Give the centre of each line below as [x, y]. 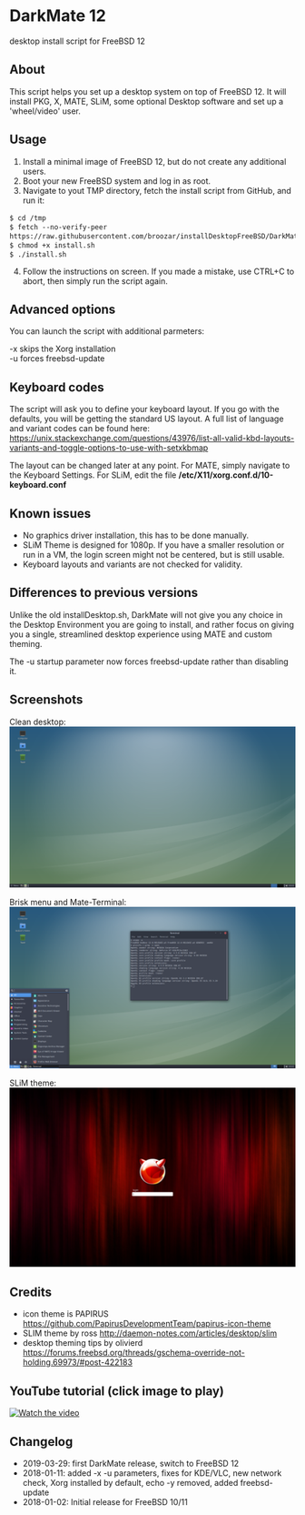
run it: [34, 200]
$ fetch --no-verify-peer [58, 227]
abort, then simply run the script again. [95, 281]
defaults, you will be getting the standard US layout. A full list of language [147, 419]
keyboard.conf [38, 485]
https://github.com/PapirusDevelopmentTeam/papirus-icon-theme [147, 1324]
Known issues [50, 514]
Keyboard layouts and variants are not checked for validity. [133, 564]
